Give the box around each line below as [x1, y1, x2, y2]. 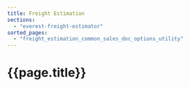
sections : [7, 16, 36, 23]
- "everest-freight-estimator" [13, 23, 104, 29]
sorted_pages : [7, 29, 48, 36]
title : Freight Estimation [7, 10, 85, 17]
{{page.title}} [7, 65, 86, 81]
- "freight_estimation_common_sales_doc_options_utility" [13, 36, 184, 42]
